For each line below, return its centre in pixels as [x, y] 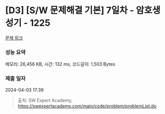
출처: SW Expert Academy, [45, 100]
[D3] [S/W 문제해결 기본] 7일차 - [70, 10]
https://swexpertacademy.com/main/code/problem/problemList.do [87, 106]
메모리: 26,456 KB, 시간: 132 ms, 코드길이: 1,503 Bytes [60, 64]
